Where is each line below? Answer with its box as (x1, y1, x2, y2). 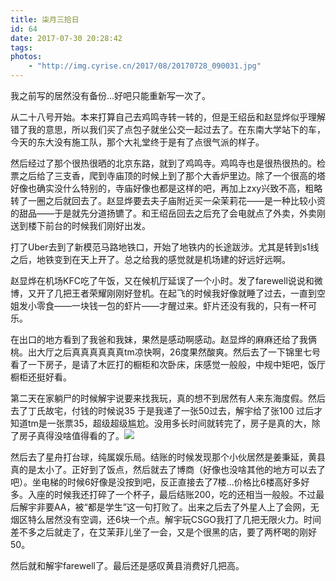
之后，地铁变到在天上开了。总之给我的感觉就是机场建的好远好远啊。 (10, 254, 291, 265)
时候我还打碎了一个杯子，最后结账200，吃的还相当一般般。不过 (53, 489, 317, 500)
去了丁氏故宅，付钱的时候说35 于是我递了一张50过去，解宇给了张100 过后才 (10, 405, 323, 416)
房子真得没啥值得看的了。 (18, 430, 125, 441)
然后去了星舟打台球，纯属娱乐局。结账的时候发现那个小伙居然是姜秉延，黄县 (10, 451, 326, 463)
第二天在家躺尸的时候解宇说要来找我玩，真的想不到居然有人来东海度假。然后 (10, 392, 326, 404)
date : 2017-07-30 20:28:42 (10, 33, 123, 43)
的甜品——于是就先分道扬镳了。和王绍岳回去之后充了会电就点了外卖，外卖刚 (10, 207, 326, 219)
